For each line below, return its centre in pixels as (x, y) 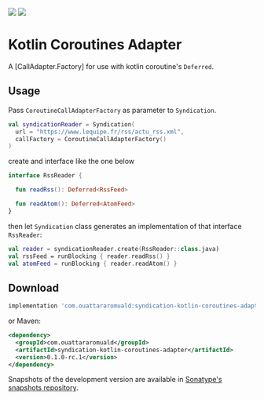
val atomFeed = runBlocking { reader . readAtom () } (93, 264)
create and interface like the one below (71, 162)
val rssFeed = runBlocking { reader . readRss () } (89, 256)
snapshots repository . (43, 387)
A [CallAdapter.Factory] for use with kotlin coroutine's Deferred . (111, 66)
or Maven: (24, 321)
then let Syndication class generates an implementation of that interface (125, 226)
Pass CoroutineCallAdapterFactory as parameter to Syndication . (112, 110)
